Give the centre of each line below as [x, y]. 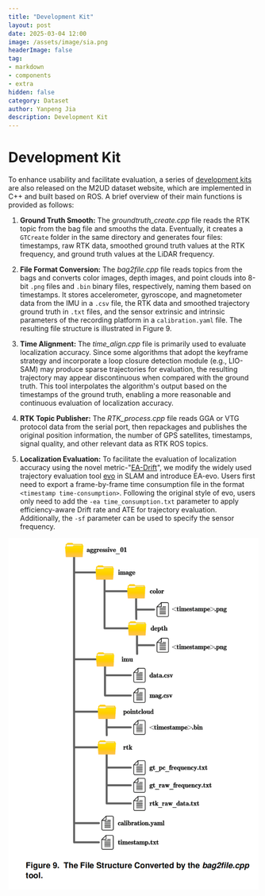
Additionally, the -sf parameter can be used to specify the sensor [127, 518]
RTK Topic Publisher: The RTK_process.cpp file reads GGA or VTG [129, 419]
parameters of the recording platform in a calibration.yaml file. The [131, 320]
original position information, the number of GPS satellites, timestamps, [136, 435]
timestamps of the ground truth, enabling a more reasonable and [125, 395]
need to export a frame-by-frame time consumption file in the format [132, 485]
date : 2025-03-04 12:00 [48, 33]
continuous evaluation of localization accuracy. [97, 403]
